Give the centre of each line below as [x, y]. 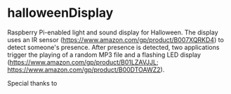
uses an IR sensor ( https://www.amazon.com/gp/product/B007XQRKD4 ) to [116, 39]
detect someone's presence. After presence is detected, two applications [113, 47]
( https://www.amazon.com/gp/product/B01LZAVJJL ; [83, 62]
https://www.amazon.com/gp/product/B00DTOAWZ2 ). [86, 69]
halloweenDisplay [60, 13]
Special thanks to [32, 83]
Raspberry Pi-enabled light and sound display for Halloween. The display [113, 32]
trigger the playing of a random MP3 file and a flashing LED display [104, 55]
